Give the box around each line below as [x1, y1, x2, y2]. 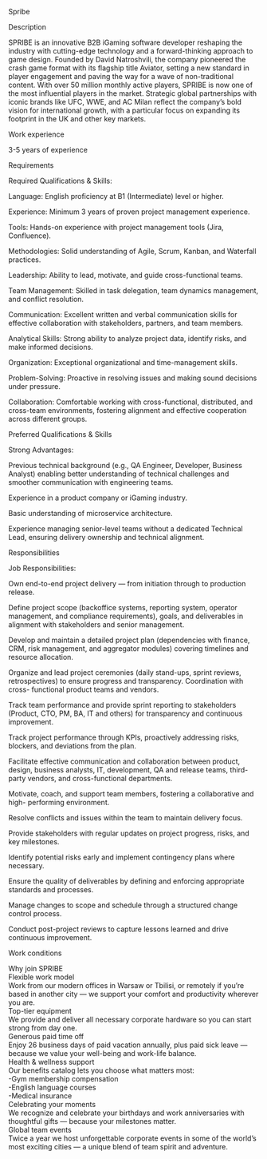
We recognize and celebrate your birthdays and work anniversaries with [8, 1108, 245, 1117]
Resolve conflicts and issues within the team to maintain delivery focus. [8, 813, 243, 822]
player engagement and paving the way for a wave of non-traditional [8, 72, 234, 81]
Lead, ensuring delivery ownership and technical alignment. [8, 533, 205, 542]
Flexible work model [8, 972, 75, 982]
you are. [8, 998, 36, 1007]
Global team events [8, 1125, 72, 1134]
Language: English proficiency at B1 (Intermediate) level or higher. [8, 192, 225, 200]
